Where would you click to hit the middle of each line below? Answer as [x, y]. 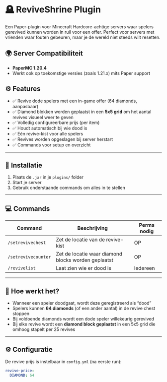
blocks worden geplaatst [84, 260]
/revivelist [22, 268]
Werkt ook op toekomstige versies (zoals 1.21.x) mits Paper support [81, 73]
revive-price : [20, 371]
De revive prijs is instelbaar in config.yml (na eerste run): [63, 361]
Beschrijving [92, 228]
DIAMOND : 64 [22, 375]
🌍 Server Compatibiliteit [44, 53]
